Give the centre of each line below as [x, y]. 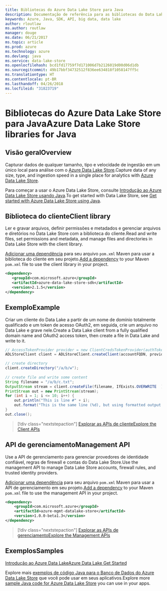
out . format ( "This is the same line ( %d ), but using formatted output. [89, 405]
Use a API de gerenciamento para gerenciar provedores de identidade [77, 457]
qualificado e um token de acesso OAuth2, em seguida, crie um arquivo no [82, 325]
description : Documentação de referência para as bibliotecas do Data [80, 14]
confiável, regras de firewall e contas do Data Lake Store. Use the [72, 462]
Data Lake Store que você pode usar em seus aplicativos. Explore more [78, 578]
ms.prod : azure [21, 47]
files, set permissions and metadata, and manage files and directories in [79, 239]
